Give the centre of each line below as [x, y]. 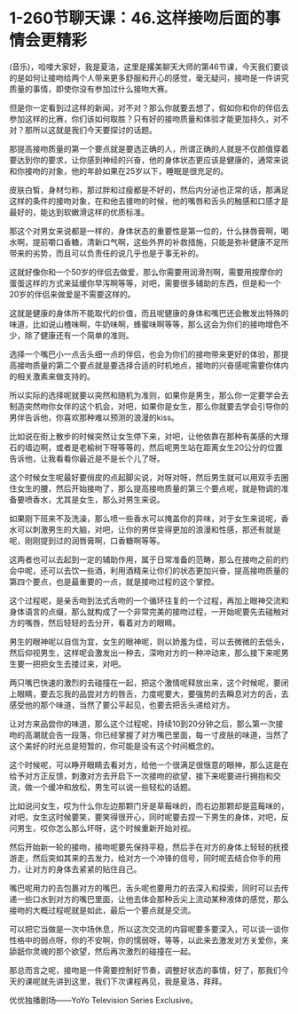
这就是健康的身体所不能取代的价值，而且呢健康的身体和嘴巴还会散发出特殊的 [149, 313]
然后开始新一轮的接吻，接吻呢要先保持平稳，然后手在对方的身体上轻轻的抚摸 [149, 847]
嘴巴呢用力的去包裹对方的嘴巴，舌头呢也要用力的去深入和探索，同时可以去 [145, 888]
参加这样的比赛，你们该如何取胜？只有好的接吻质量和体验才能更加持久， [141, 119]
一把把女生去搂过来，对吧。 [75, 663]
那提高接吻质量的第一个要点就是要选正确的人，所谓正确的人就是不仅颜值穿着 [149, 148]
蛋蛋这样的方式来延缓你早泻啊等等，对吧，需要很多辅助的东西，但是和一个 [145, 283]
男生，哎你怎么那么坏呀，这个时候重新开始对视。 [106, 828]
